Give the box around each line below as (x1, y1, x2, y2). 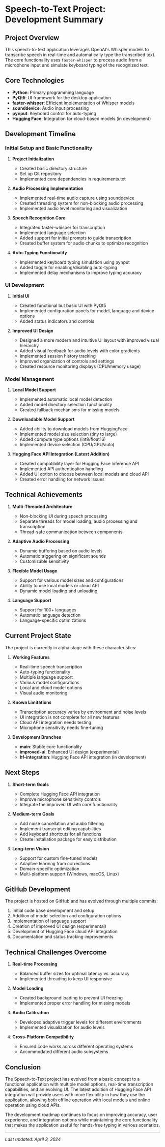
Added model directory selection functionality (19, 402, 112, 408)
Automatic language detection (19, 612, 81, 618)
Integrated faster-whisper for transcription (19, 224, 106, 230)
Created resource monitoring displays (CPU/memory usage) (19, 363, 141, 369)
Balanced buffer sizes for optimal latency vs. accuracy (19, 970, 130, 977)
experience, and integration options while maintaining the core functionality (5, 1117, 158, 1122)
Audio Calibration (12, 1010, 49, 1016)
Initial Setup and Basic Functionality (5, 145, 92, 151)
